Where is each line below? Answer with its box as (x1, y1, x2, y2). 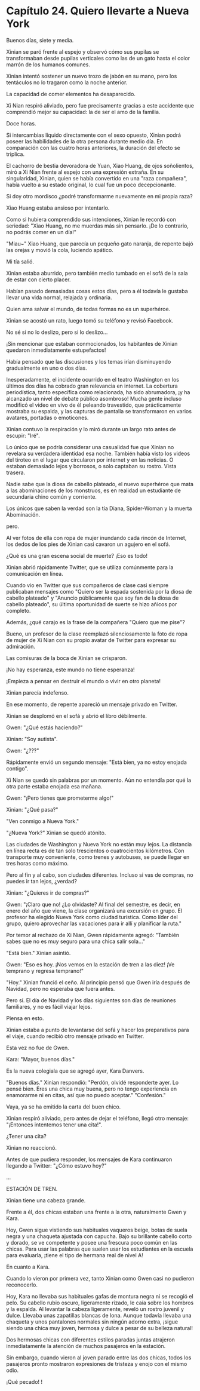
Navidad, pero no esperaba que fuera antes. (6, 985, 115, 992)
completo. (6, 607, 31, 614)
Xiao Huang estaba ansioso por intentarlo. (6, 204, 110, 211)
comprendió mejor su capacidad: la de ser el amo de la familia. (6, 108, 161, 115)
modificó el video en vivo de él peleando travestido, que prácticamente (6, 401, 181, 409)
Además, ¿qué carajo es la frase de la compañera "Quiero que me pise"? (6, 618, 185, 625)
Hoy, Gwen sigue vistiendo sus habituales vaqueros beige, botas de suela (6, 1226, 188, 1233)
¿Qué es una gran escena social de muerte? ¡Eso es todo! (6, 552, 148, 559)
